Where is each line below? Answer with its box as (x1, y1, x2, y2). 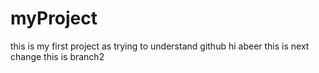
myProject (10, 7, 98, 30)
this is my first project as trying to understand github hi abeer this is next (10, 40, 310, 52)
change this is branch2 (10, 50, 105, 62)
